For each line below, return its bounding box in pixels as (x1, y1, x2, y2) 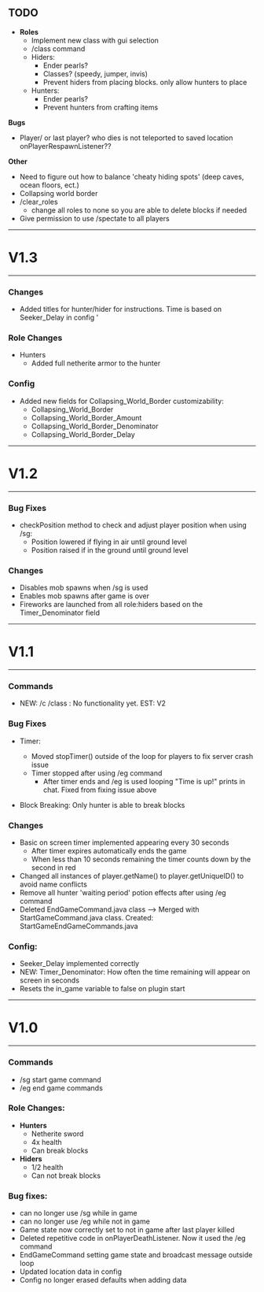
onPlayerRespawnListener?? (19, 141, 112, 150)
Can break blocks (31, 1146, 89, 1155)
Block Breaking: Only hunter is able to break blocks (19, 800, 185, 809)
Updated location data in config (19, 1267, 122, 1276)
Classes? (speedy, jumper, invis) (42, 68, 148, 78)
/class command (31, 43, 86, 54)
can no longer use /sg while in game (19, 1209, 137, 1218)
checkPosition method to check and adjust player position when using (19, 520, 247, 530)
